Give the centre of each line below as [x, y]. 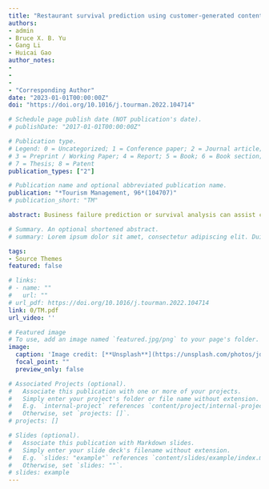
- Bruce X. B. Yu [37, 38]
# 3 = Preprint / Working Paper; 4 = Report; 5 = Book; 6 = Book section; [136, 156]
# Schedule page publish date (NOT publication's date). [105, 120]
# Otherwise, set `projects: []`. [69, 414]
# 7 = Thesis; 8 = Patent [51, 164]
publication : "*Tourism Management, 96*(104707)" [93, 193]
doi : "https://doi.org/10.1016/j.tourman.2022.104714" [102, 105]
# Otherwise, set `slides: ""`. [66, 465]
